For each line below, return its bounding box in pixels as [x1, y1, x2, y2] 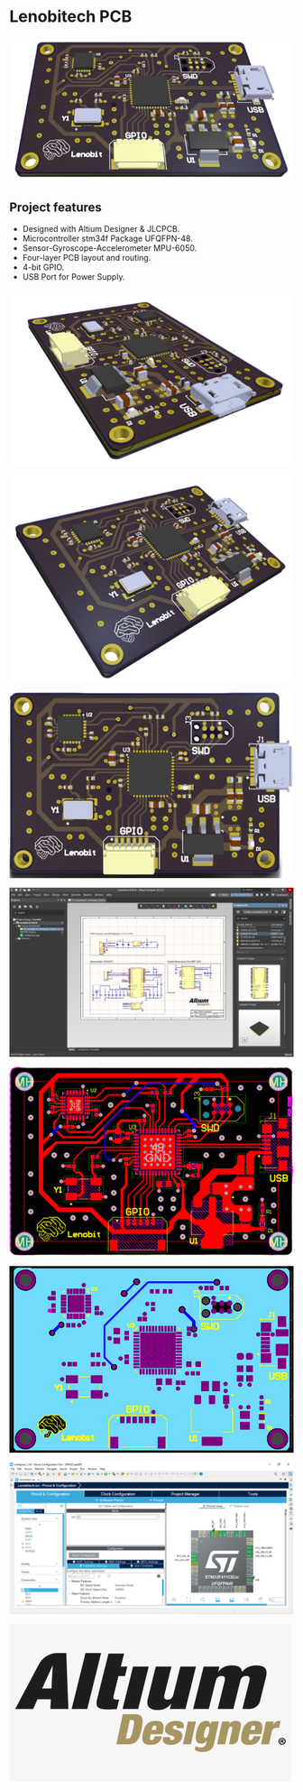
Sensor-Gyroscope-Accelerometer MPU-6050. [22, 243, 197, 254]
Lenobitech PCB [9, 6, 133, 27]
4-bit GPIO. [22, 262, 65, 272]
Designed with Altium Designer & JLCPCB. [22, 224, 180, 235]
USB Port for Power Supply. [22, 272, 125, 282]
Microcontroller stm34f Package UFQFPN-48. [22, 233, 194, 245]
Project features [9, 199, 102, 215]
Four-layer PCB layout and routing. [22, 253, 151, 263]
